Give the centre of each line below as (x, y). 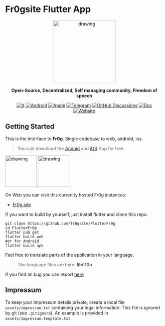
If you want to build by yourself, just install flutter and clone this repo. (76, 214)
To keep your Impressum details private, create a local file (65, 302)
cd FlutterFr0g (21, 228)
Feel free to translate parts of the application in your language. (70, 255)
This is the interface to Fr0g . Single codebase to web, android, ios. (74, 139)
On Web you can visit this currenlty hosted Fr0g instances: (66, 195)
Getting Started (30, 127)
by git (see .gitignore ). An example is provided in (57, 313)
